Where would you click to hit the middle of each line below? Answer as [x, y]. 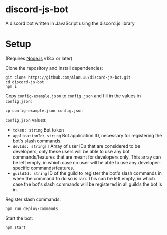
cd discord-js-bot [25, 82]
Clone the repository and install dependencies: [54, 68]
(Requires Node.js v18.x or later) [39, 58]
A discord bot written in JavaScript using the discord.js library [70, 23]
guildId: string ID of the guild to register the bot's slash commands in [87, 173]
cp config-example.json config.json [44, 111]
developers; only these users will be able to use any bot [71, 151]
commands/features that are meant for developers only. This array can [87, 157]
